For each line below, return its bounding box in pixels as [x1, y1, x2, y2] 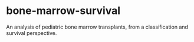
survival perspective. [6, 29, 57, 36]
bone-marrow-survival [6, 4, 121, 17]
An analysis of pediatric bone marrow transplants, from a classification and [6, 23, 189, 30]
